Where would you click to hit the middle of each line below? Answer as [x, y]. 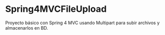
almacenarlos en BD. [27, 28]
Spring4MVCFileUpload [56, 9]
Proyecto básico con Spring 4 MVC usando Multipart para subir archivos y [82, 23]
